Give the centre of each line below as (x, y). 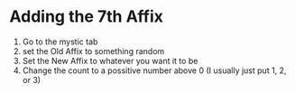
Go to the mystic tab (60, 42)
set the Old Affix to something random (93, 51)
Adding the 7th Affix (87, 17)
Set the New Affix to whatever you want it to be (110, 60)
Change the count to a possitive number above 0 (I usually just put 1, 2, (154, 70)
